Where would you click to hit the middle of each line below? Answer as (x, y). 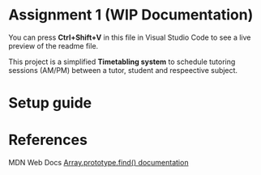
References (48, 140)
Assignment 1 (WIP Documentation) (131, 15)
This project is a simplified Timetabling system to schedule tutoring (122, 62)
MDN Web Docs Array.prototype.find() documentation (98, 163)
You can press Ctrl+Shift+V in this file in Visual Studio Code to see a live (130, 37)
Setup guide (50, 103)
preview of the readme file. (53, 45)
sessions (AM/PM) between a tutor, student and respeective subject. (123, 70)
